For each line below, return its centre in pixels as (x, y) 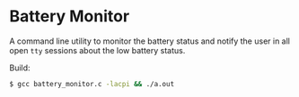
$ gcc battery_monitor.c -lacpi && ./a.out (92, 84)
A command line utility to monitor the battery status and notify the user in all (149, 41)
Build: (20, 68)
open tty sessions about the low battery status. (97, 50)
